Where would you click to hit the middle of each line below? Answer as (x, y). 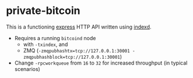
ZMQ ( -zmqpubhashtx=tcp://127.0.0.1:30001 (76, 50)
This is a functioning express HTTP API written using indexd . (79, 27)
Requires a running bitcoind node (55, 38)
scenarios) (27, 69)
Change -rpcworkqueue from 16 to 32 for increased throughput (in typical (101, 63)
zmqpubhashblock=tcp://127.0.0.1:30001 (72, 57)
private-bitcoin (43, 11)
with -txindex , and (45, 44)
